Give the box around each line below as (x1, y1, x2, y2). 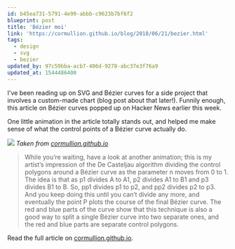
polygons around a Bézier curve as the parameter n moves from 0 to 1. (24, 167, 229, 176)
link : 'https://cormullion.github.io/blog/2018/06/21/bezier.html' (7, 30, 209, 37)
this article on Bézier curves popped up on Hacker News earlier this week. (7, 103, 222, 112)
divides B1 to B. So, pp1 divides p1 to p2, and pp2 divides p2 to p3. (24, 182, 216, 191)
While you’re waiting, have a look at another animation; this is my (24, 153, 213, 161)
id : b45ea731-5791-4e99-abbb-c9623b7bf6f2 (7, 10, 133, 18)
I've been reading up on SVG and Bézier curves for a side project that (7, 89, 208, 97)
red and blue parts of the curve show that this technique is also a (24, 205, 213, 213)
